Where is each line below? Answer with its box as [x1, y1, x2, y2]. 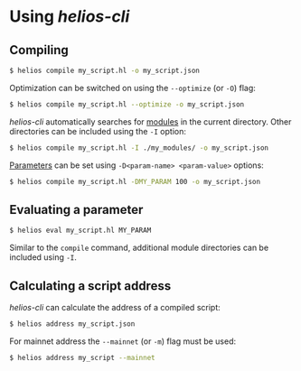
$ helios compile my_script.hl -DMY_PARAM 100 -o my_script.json [9, 177, 260, 186]
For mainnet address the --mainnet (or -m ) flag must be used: [9, 336, 237, 347]
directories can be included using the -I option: [9, 125, 187, 136]
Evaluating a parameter [9, 201, 144, 218]
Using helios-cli [9, 6, 130, 27]
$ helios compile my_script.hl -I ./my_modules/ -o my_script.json [9, 143, 269, 153]
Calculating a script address [9, 278, 172, 293]
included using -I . [9, 252, 77, 263]
